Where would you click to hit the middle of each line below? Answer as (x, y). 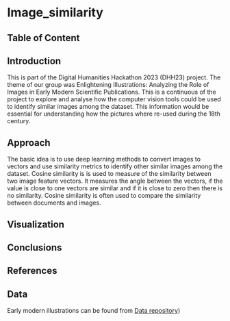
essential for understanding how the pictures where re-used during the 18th (114, 114)
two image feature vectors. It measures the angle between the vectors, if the (115, 181)
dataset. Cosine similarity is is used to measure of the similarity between (109, 174)
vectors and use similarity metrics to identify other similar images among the (115, 166)
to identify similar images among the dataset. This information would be (108, 107)
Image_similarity (55, 13)
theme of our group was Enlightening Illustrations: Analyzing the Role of (108, 85)
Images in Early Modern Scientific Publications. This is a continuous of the (112, 92)
